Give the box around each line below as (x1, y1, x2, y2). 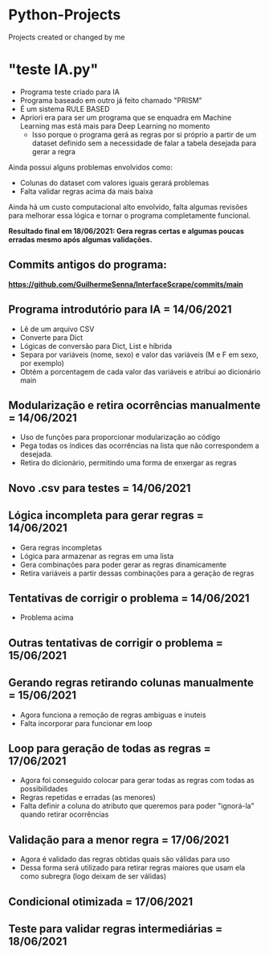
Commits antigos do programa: (8, 258, 167, 272)
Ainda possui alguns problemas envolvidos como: (8, 162, 173, 172)
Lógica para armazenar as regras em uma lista (19, 551, 174, 560)
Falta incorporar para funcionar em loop (19, 718, 153, 728)
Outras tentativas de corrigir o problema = (8, 636, 223, 650)
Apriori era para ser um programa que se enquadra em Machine (19, 113, 232, 122)
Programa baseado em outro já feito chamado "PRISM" (19, 95, 202, 105)
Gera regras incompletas (19, 543, 103, 552)
